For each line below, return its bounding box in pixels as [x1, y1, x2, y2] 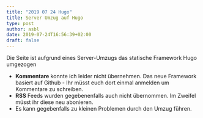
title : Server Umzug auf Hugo [6, 15, 84, 21]
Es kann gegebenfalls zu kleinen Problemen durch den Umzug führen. [15, 105, 192, 112]
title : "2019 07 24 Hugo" [6, 9, 72, 15]
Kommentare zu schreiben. [15, 86, 84, 92]
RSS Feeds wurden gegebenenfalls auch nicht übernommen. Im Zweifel [15, 92, 196, 99]
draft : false [6, 37, 40, 43]
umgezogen [6, 61, 37, 68]
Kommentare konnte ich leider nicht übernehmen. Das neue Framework [15, 73, 197, 79]
